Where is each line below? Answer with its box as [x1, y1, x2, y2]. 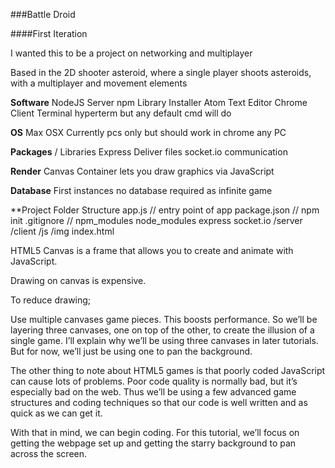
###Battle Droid [10, 9, 76, 20]
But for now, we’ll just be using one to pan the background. [10, 345, 253, 357]
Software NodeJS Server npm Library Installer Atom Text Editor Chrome [10, 97, 308, 108]
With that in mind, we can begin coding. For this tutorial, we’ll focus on [10, 427, 300, 438]
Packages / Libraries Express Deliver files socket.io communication [10, 146, 288, 158]
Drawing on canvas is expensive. [10, 275, 147, 286]
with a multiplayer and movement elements [10, 77, 188, 89]
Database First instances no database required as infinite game [10, 185, 273, 196]
